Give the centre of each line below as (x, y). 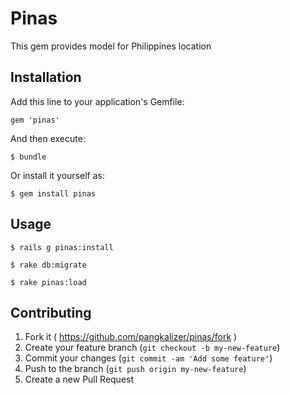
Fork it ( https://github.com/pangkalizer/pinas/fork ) (131, 337)
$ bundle (28, 157)
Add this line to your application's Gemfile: (97, 101)
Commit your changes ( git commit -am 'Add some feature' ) (148, 358)
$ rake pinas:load (48, 282)
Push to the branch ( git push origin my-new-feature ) (135, 369)
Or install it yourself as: (57, 175)
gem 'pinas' (35, 120)
